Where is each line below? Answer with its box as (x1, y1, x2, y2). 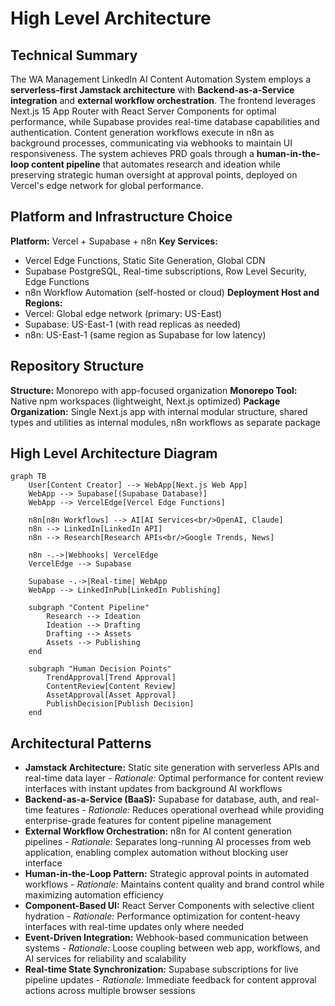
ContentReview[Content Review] (46, 682, 177, 692)
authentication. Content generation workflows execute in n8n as (10, 127, 275, 138)
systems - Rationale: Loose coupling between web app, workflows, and (24, 942, 321, 954)
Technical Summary (10, 47, 138, 64)
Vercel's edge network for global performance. (10, 180, 204, 191)
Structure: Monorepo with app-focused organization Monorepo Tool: (10, 384, 298, 396)
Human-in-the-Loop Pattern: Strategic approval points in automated (24, 868, 310, 880)
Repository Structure (10, 358, 145, 375)
